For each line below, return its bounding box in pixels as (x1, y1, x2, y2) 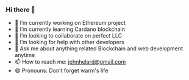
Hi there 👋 (5, 5, 36, 14)
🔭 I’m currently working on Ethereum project (14, 19, 126, 27)
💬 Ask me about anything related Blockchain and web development (14, 45, 184, 52)
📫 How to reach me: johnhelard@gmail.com (14, 58, 126, 65)
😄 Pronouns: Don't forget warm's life (14, 67, 109, 75)
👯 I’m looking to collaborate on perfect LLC (14, 32, 123, 39)
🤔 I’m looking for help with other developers (14, 39, 124, 46)
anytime (14, 52, 35, 59)
